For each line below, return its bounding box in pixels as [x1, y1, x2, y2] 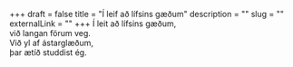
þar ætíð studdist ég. [9, 47, 88, 58]
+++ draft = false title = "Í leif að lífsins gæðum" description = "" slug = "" [9, 9, 284, 19]
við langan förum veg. [9, 28, 91, 38]
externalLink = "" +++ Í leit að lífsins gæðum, [9, 18, 177, 29]
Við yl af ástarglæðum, [9, 37, 93, 48]
